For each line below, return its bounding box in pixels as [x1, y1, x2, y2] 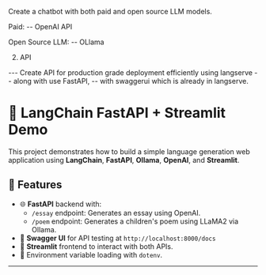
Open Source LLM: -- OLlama [8, 37, 104, 47]
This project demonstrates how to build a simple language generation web [8, 146, 251, 156]
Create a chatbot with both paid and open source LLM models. [8, 7, 212, 16]
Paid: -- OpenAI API [8, 22, 73, 31]
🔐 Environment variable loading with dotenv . [19, 250, 163, 259]
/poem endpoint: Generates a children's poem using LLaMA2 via [31, 217, 239, 226]
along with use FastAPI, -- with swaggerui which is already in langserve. [13, 77, 249, 85]
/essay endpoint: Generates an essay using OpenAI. [31, 208, 201, 217]
